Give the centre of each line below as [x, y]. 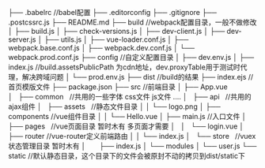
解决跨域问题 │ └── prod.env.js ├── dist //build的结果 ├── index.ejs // [138, 77]
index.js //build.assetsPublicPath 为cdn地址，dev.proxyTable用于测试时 [124, 67]
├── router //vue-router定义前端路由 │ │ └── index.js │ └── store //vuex [132, 136]
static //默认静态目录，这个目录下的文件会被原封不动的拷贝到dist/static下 [127, 156]
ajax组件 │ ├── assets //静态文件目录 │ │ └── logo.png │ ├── [115, 106]
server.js [23, 39]
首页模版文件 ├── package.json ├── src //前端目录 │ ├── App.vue [118, 87]
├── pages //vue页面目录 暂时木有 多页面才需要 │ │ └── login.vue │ [126, 126]
